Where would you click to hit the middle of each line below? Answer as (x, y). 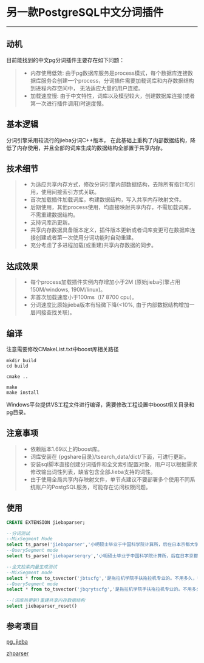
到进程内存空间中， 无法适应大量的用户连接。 (87, 88)
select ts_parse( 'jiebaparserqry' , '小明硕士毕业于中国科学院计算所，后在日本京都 (102, 556)
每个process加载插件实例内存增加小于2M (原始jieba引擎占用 (105, 282)
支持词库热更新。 (52, 222)
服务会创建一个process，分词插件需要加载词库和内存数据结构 (117, 80)
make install (23, 393)
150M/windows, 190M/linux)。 (68, 290)
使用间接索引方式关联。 (70, 192)
